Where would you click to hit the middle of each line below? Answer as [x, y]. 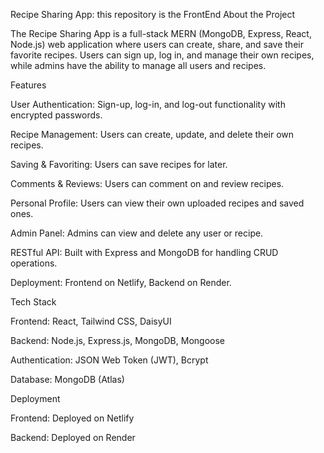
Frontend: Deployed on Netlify [72, 418]
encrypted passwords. [56, 115]
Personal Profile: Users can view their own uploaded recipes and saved [157, 203]
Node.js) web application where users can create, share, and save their [157, 44]
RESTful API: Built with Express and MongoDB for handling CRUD [144, 252]
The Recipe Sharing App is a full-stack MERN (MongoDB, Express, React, [161, 33]
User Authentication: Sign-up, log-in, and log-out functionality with [148, 104]
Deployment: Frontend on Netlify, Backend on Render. [121, 282]
